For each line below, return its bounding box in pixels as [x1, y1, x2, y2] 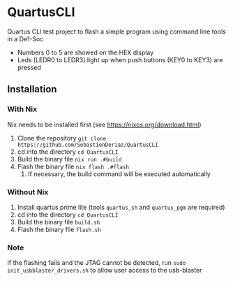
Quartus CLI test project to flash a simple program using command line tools [7, 27, 227, 36]
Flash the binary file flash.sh [17, 225, 101, 233]
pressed [17, 63, 42, 71]
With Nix [7, 104, 37, 114]
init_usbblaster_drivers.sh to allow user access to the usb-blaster [7, 266, 202, 275]
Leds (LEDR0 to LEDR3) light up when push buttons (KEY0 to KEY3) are [17, 55, 223, 64]
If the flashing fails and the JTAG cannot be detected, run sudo [7, 259, 186, 267]
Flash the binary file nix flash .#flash [17, 162, 130, 171]
